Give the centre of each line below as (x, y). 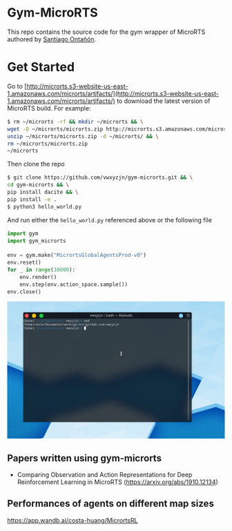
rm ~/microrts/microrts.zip (48, 144)
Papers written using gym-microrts (85, 458)
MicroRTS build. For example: (49, 108)
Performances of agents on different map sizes (110, 504)
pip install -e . (32, 199)
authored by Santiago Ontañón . (52, 39)
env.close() (24, 291)
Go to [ (17, 86)
